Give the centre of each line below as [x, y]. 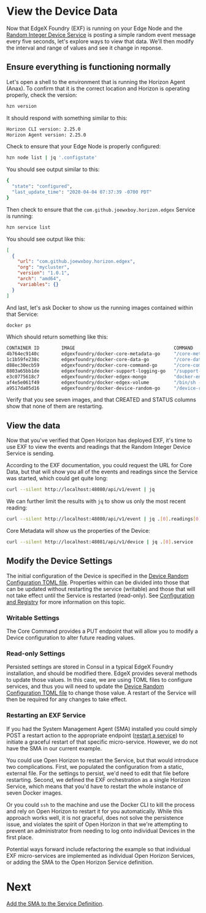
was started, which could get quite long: [57, 478]
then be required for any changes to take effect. [67, 700]
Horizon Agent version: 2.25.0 [46, 135]
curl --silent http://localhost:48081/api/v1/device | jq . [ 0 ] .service [100, 542]
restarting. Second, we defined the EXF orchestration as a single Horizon [98, 779]
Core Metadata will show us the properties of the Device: [78, 530]
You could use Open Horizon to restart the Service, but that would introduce [102, 760]
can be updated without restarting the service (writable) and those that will [101, 589]
